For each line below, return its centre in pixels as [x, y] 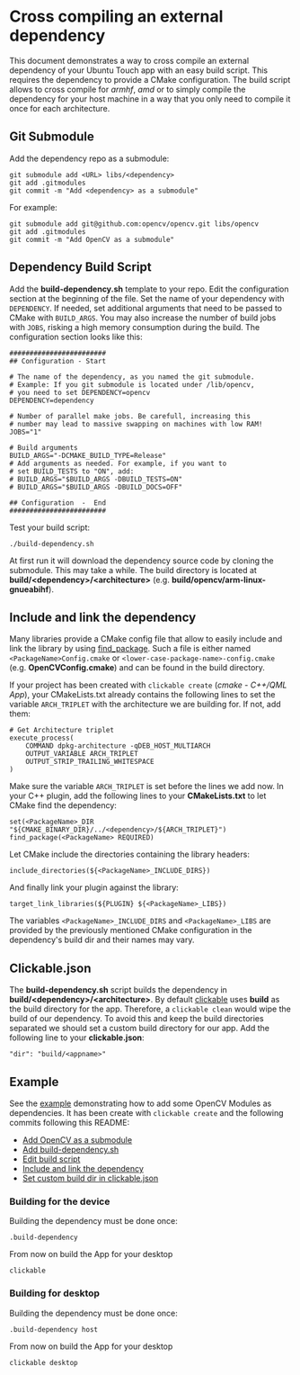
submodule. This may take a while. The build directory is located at [133, 570]
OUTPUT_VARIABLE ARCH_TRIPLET [82, 754]
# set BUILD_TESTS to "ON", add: [72, 471]
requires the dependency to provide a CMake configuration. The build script [150, 79]
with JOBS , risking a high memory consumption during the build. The [135, 327]
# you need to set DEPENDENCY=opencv [80, 392]
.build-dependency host [54, 1329]
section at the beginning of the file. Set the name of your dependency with [147, 298]
